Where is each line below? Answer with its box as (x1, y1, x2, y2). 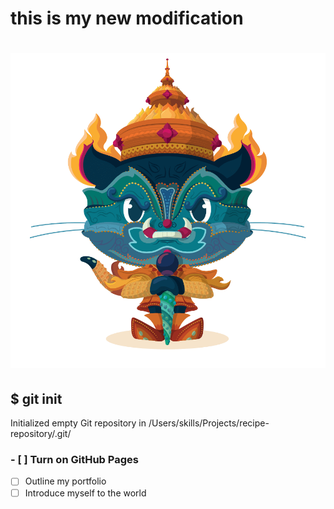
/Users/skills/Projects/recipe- (148, 417, 270, 429)
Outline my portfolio (24, 475, 107, 487)
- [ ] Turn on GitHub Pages (10, 453, 139, 467)
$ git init (10, 390, 63, 407)
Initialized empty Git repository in (10, 417, 147, 429)
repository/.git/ (10, 428, 72, 440)
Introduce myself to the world (24, 487, 147, 499)
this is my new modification (10, 7, 244, 30)
